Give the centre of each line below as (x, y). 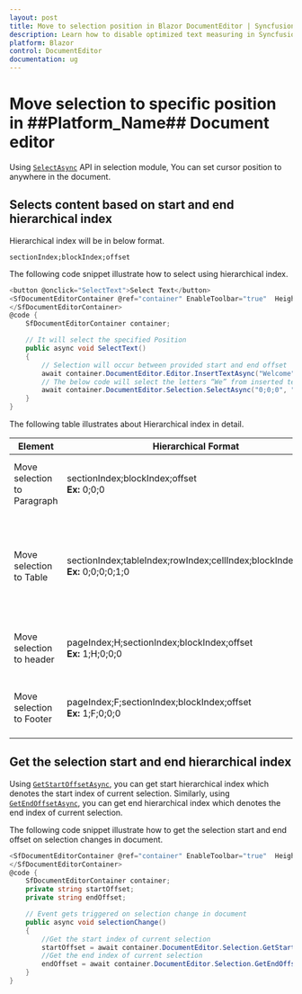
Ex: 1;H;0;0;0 (95, 654)
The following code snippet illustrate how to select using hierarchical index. (149, 273)
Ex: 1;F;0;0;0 (94, 713)
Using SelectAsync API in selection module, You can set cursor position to (146, 166)
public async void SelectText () (86, 348)
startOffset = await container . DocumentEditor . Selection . (152, 947)
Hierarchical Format (196, 446)
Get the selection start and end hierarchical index (151, 762)
